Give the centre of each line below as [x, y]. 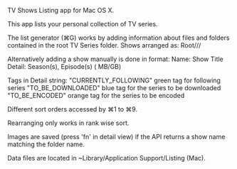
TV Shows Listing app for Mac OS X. [61, 10]
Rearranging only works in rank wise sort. [68, 123]
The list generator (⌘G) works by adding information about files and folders [118, 38]
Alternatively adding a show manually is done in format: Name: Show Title [116, 59]
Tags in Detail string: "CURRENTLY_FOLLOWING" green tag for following [114, 80]
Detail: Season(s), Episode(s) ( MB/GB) [64, 66]
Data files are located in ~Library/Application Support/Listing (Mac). [107, 158]
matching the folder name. [46, 144]
